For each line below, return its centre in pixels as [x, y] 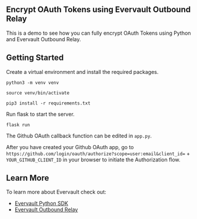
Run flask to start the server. [40, 114]
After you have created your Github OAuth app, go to [70, 147]
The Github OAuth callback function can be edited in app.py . [79, 136]
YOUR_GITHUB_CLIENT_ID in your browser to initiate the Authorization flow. [93, 159]
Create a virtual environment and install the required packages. [82, 72]
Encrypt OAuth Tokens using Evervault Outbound [98, 10]
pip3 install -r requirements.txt [49, 103]
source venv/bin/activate [38, 93]
